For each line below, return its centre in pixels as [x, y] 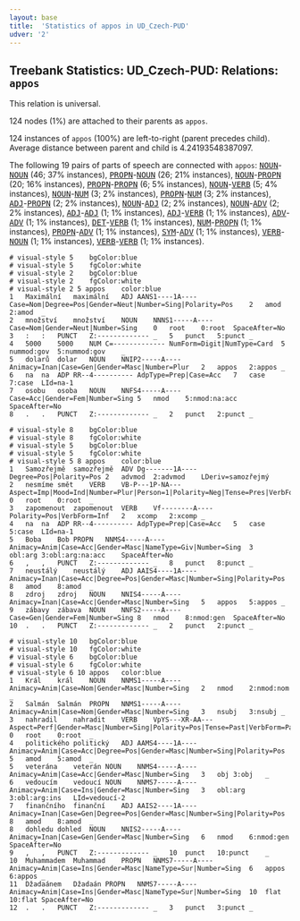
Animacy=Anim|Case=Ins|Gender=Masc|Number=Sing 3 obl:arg [127, 790]
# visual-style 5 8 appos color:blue [86, 462]
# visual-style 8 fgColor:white [75, 438]
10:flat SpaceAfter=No [51, 900]
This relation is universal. [55, 104]
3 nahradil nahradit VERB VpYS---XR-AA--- [112, 720]
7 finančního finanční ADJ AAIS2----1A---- [104, 806]
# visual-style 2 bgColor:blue [74, 274]
